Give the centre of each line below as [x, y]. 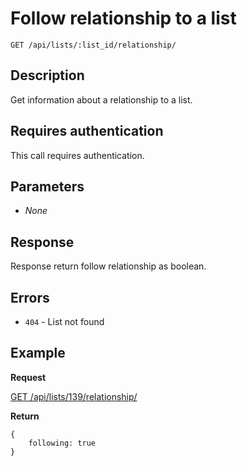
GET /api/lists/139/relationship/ [74, 396]
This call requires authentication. [77, 155]
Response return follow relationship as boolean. [108, 266]
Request [28, 377]
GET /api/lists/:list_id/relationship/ [93, 45]
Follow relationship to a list [123, 18]
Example [38, 353]
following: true [62, 443]
